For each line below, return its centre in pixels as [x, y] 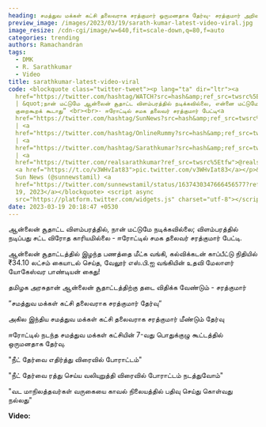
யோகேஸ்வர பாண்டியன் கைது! [54, 272]
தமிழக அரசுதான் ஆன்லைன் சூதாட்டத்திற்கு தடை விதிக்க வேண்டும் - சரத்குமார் [127, 287]
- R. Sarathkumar [44, 67]
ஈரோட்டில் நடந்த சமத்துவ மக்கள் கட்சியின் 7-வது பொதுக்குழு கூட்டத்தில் [116, 335]
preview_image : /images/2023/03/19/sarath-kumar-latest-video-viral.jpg [131, 23]
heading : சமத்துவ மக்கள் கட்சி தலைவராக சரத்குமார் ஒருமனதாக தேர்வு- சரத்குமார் [124, 15]
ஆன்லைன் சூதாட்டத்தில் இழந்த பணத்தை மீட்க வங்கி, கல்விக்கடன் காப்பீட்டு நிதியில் [133, 254]
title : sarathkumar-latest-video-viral [74, 81]
